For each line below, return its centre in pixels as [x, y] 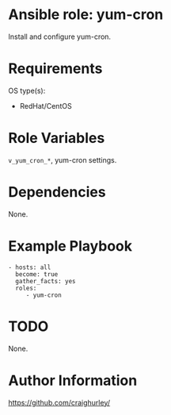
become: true [37, 274]
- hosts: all [30, 267]
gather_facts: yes [46, 281]
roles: [26, 288]
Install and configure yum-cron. [60, 37]
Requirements [55, 69]
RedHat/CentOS [46, 106]
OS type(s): [27, 90]
